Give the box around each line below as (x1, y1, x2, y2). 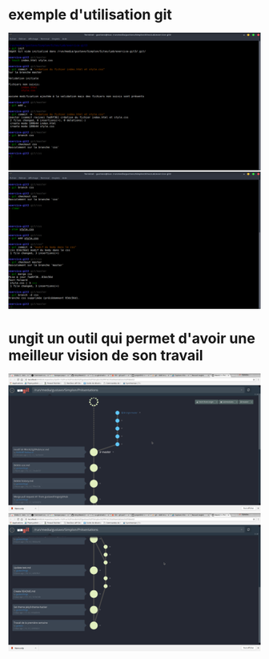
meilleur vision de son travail (8, 347, 203, 365)
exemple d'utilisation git (8, 6, 172, 24)
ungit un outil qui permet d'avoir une (8, 330, 256, 348)
